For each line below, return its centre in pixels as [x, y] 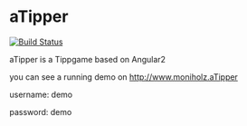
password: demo [41, 111]
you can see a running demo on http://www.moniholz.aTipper [123, 77]
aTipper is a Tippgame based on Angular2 [87, 59]
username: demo [41, 94]
